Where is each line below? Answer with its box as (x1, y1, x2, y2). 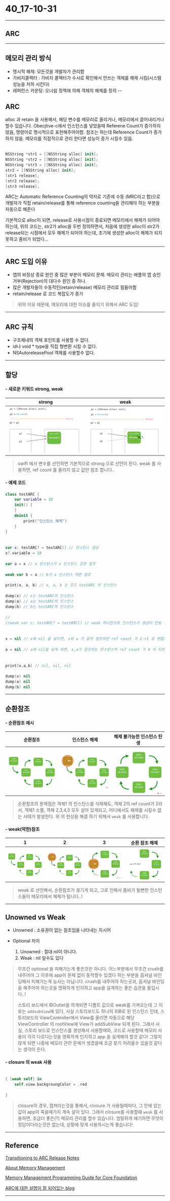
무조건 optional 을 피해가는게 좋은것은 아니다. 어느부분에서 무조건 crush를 (17, 966, 164, 972)
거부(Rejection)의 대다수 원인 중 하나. (12, 278, 87, 284)
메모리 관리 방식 (5, 54, 52, 62)
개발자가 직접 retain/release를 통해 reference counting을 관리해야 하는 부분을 (5, 200, 160, 206)
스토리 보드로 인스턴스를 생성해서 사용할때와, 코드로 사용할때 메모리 (24, 1027, 157, 1033)
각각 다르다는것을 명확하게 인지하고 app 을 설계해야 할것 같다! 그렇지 (27, 1034, 162, 1040)
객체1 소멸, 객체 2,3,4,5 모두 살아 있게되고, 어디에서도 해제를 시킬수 (24, 807, 157, 813)
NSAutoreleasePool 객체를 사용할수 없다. (12, 350, 95, 355)
